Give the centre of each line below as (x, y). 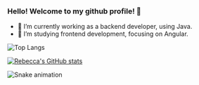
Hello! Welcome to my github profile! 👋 (75, 11)
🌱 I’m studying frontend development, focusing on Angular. (103, 34)
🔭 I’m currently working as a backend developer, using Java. (105, 27)
